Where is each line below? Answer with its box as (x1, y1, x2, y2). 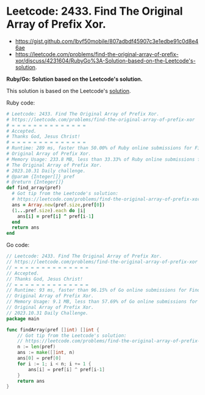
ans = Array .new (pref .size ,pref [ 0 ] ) (12, 202, 105, 208)
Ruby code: (6, 99, 35, 106)
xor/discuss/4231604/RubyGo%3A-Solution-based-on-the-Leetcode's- (15, 57, 196, 64)
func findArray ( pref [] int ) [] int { (6, 327, 99, 333)
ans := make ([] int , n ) (17, 350, 75, 356)
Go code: (6, 242, 29, 249)
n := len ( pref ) (17, 344, 56, 350)
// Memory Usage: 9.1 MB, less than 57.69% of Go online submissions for (6, 298, 198, 305)
